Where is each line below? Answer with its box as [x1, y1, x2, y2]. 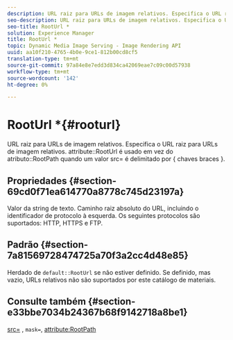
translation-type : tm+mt [7, 56, 79, 62]
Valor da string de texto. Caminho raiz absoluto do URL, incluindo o [7, 204, 199, 212]
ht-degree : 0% [7, 81, 49, 88]
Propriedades [7, 175, 67, 187]
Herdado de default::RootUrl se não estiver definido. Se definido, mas [7, 268, 211, 276]
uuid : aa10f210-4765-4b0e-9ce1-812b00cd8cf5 [7, 49, 138, 56]
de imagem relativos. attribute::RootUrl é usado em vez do [7, 147, 173, 156]
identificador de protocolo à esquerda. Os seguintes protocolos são [7, 212, 200, 219]
